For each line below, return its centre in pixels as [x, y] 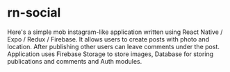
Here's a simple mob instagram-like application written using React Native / [115, 32]
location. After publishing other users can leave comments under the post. [114, 46]
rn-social [34, 13]
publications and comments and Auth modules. [75, 61]
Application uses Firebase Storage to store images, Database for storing [110, 54]
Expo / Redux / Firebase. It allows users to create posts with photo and [108, 39]
